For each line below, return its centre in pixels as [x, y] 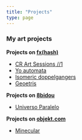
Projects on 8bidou [31, 95]
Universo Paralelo [37, 107]
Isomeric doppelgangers [46, 77]
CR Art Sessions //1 [39, 64]
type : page [20, 18]
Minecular [27, 130]
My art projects [29, 39]
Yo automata [31, 70]
